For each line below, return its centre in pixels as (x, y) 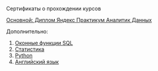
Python (24, 55)
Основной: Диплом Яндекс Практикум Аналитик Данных (79, 20)
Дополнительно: (27, 31)
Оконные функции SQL (44, 43)
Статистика (30, 49)
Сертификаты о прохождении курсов (54, 9)
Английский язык (37, 62)
